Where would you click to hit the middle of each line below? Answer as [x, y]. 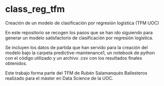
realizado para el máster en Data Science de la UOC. [59, 78]
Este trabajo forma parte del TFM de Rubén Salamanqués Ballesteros [76, 73]
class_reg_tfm [35, 9]
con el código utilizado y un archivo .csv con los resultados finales [74, 58]
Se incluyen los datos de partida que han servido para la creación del [76, 47]
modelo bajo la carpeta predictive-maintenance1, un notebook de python [80, 53]
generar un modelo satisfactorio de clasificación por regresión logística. [79, 38]
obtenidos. [16, 63]
